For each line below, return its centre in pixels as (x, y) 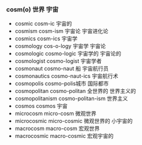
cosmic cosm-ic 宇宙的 (43, 24)
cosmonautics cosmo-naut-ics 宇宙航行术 (67, 76)
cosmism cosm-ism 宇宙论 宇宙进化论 (62, 31)
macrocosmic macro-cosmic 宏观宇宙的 (64, 136)
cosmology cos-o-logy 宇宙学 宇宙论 (60, 46)
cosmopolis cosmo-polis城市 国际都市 (62, 84)
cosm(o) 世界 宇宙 (32, 9)
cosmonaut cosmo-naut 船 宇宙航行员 (62, 69)
